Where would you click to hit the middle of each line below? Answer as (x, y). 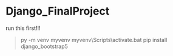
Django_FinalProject (58, 11)
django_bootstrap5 (44, 46)
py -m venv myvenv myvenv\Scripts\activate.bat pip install (94, 40)
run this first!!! (23, 28)
